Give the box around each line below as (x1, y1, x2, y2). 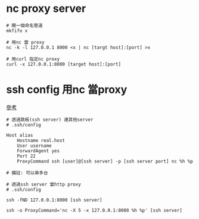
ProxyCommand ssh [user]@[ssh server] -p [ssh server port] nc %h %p (17, 158, 194, 164)
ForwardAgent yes (17, 148, 60, 154)
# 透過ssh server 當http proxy (6, 181, 82, 187)
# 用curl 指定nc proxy (6, 56, 60, 62)
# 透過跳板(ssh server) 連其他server (6, 117, 94, 123)
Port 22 (17, 153, 36, 159)
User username (17, 142, 52, 149)
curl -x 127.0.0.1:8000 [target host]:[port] (6, 61, 121, 67)
